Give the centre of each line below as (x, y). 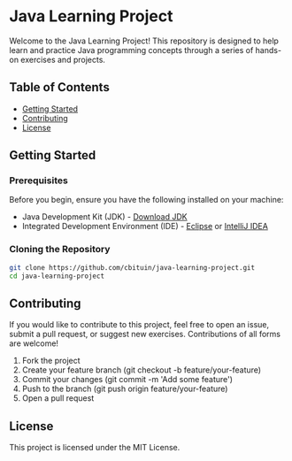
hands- (268, 50)
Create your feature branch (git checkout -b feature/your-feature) (142, 370)
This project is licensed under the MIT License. (95, 448)
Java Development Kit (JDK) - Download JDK (104, 217)
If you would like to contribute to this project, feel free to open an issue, (139, 325)
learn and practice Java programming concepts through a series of (131, 50)
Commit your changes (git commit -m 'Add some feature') (127, 380)
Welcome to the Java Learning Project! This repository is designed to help (144, 41)
